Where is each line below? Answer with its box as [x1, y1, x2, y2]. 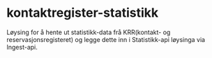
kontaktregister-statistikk [6, 5, 159, 21]
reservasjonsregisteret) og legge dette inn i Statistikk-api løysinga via [6, 35, 206, 43]
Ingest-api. [6, 43, 38, 51]
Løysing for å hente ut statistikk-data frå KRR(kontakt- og [6, 28, 171, 36]
